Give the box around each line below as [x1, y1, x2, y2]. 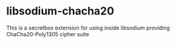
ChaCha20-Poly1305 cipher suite [6, 30, 89, 37]
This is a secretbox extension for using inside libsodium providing [6, 24, 170, 31]
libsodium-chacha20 [6, 4, 114, 18]
